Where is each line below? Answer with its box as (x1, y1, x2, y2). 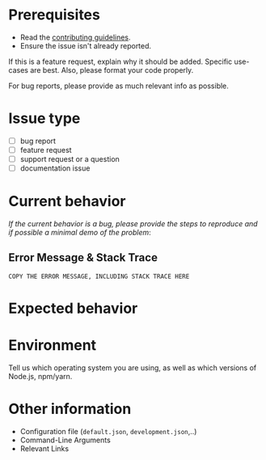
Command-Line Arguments (19, 435, 111, 445)
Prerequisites (8, 6, 101, 24)
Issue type (8, 109, 81, 128)
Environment (8, 336, 97, 355)
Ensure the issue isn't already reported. (19, 40, 152, 50)
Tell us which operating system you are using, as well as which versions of (8, 363, 257, 373)
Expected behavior (8, 299, 138, 318)
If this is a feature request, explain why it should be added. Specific (8, 57, 233, 66)
